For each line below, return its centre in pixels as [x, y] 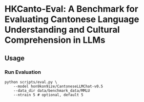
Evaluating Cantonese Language [72, 19]
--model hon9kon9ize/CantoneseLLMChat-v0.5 [58, 86]
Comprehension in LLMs [55, 40]
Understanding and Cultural [62, 30]
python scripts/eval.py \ [31, 82]
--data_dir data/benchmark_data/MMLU [52, 91]
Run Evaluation [23, 72]
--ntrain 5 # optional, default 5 [48, 95]
